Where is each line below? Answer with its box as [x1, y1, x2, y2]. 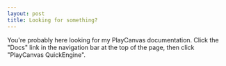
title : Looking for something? [7, 17, 98, 24]
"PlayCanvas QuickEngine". [7, 50, 86, 59]
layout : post [7, 10, 45, 17]
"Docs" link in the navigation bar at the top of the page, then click [7, 43, 195, 51]
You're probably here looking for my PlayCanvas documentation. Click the [7, 35, 219, 44]
